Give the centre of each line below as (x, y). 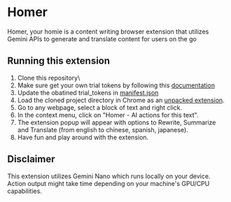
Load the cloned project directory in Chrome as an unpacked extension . (121, 100)
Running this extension (59, 61)
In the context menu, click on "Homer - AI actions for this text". (108, 115)
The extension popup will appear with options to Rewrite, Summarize (117, 122)
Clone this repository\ (49, 78)
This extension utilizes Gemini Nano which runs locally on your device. (109, 176)
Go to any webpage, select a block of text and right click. (100, 107)
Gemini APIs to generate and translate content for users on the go (102, 38)
